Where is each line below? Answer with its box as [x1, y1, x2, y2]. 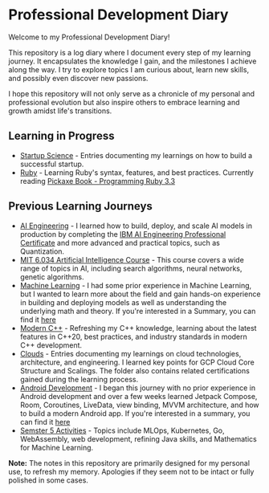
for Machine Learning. [19, 442, 94, 452]
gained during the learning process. [19, 374, 139, 384]
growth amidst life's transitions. [8, 106, 112, 116]
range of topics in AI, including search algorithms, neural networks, [19, 263, 243, 273]
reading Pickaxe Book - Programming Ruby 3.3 [19, 176, 175, 185]
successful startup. [19, 159, 84, 169]
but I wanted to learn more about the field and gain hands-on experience [19, 289, 261, 299]
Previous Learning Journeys [8, 199, 153, 214]
